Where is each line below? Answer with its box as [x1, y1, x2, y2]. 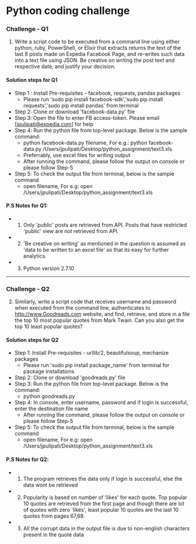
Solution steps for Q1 [6, 77, 58, 84]
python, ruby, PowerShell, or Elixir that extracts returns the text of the [14, 44, 181, 51]
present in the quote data [23, 531, 84, 538]
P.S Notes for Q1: [6, 202, 48, 209]
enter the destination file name [14, 405, 89, 413]
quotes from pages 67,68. [23, 512, 85, 519]
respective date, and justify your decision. [14, 63, 116, 70]
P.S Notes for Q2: [6, 456, 49, 463]
